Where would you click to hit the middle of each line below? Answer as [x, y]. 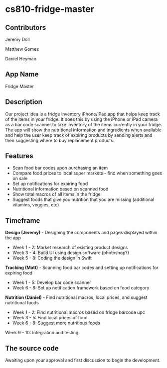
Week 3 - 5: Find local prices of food [50, 318]
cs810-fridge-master [50, 9]
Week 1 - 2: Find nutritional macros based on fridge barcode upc [79, 312]
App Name [22, 74]
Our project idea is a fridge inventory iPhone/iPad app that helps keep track [83, 114]
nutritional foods [22, 303]
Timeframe [23, 221]
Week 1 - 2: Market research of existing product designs [70, 248]
